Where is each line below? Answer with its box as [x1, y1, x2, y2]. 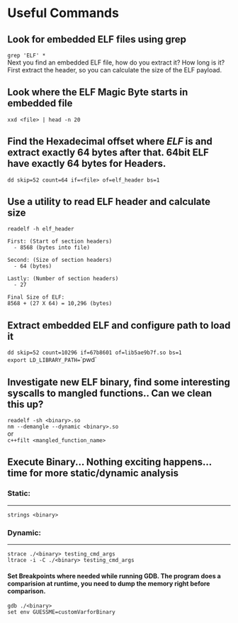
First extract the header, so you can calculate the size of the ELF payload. [7, 66, 222, 74]
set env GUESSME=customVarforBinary [7, 609, 115, 616]
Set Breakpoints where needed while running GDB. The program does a [7, 571, 221, 580]
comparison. [7, 587, 46, 595]
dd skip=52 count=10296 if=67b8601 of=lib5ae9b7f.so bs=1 [7, 349, 182, 356]
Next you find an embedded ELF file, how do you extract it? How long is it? [7, 58, 225, 67]
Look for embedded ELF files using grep [7, 33, 186, 45]
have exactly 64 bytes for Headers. [7, 158, 166, 170]
